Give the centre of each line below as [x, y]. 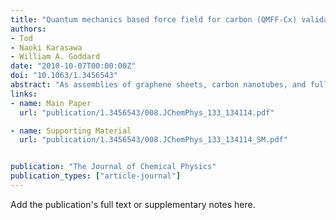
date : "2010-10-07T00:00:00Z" [73, 66]
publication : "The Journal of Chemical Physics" [113, 167]
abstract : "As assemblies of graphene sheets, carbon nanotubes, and [158, 85]
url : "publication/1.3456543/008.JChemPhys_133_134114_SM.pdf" [153, 140]
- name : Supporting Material [71, 131]
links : [24, 94]
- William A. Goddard [55, 57]
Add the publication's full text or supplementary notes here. [133, 204]
